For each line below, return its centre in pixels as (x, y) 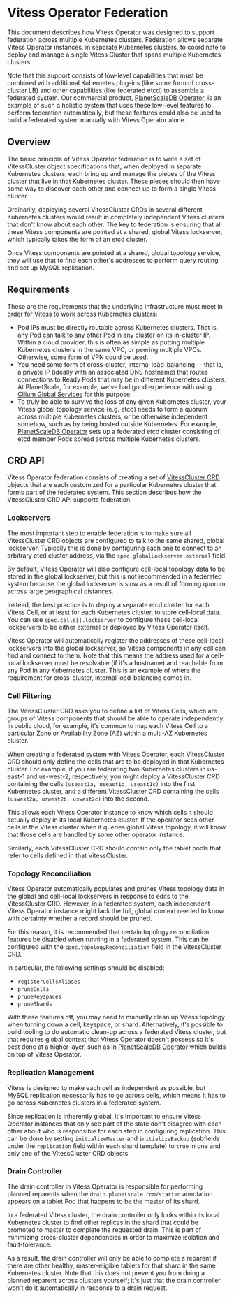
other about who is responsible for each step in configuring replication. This (116, 1131)
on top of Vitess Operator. (44, 1054)
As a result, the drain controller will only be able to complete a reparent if (112, 1258)
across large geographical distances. (60, 591)
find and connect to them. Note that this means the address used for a (108, 655)
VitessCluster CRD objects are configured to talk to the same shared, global (116, 540)
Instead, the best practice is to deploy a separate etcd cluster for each (108, 604)
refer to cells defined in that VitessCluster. (68, 855)
